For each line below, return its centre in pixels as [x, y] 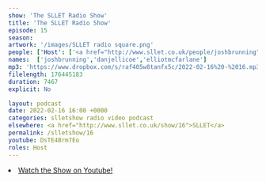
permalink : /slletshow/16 [51, 133]
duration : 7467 [33, 82]
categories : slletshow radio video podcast [81, 118]
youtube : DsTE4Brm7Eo [44, 140]
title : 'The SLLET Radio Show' [60, 23]
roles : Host [28, 147]
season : [21, 38]
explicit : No [30, 89]
